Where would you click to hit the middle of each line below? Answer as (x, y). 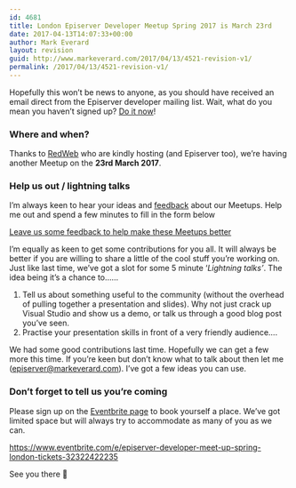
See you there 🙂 (39, 474)
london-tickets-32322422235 (64, 456)
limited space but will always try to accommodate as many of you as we (141, 420)
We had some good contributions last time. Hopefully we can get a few (139, 350)
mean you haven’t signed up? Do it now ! (83, 111)
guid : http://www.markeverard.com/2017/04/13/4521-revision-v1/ (131, 59)
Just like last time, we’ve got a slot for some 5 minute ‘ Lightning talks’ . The (146, 268)
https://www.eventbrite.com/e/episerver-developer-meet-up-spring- (135, 447)
